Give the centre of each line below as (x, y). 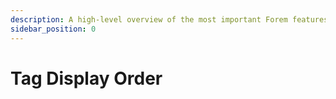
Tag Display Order (86, 78)
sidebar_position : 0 (53, 29)
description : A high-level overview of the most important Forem (149, 19)
